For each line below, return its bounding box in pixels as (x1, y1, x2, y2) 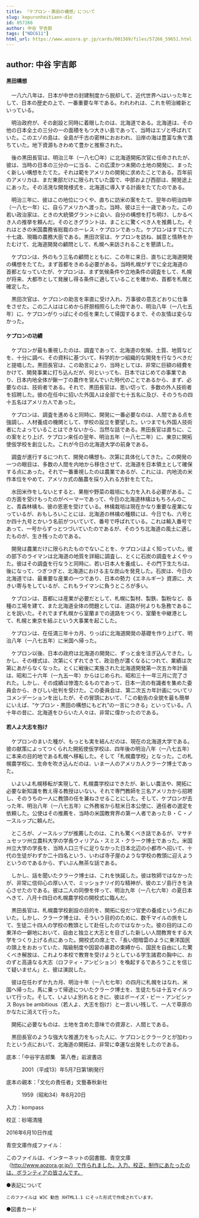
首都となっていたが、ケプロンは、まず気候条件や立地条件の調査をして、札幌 (6, 268, 192, 275)
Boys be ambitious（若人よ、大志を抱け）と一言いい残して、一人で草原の (12, 1001, 192, 1008)
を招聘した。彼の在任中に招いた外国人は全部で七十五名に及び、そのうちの (6, 391, 188, 398)
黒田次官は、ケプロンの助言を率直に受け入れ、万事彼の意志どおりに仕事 (11, 295, 188, 302)
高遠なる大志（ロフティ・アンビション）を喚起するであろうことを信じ (21, 958, 192, 966)
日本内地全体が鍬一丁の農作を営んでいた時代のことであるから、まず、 (16, 376, 187, 383)
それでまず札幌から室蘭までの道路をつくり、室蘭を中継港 (37, 609, 178, 616)
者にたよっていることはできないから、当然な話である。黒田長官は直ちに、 (6, 426, 188, 433)
